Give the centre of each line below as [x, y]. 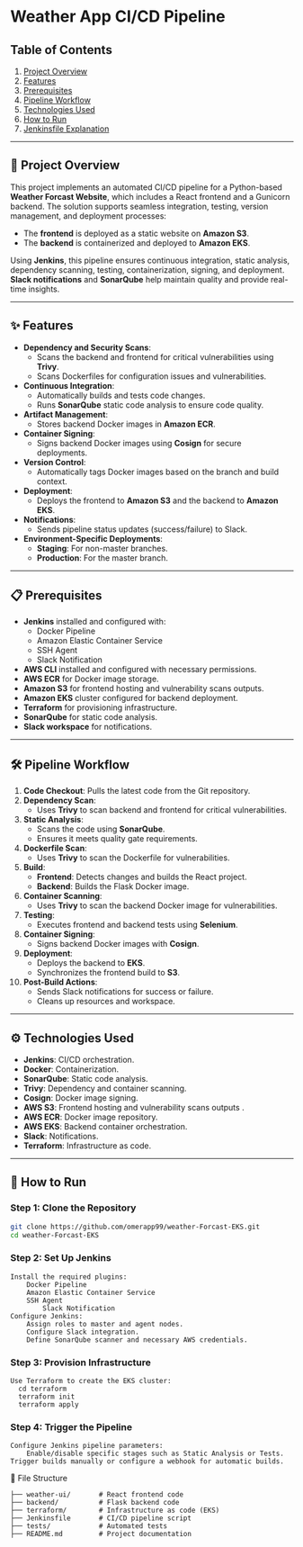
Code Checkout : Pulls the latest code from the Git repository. [137, 791]
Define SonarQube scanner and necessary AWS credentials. [137, 1340]
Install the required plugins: [69, 1277]
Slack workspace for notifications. [87, 727]
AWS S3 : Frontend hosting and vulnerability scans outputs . [134, 1108]
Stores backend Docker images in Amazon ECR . [126, 424]
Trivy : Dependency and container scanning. [105, 1088]
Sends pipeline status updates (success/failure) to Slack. [142, 529]
